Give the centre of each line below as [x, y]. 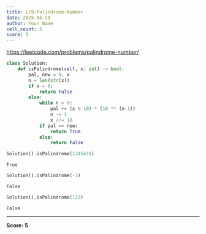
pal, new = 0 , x [49, 75]
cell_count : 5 [25, 29]
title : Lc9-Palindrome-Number [45, 12]
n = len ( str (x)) [49, 80]
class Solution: [27, 64]
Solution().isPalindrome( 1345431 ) [51, 154]
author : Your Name [30, 23]
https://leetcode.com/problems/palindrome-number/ [73, 52]
